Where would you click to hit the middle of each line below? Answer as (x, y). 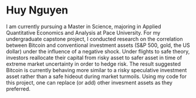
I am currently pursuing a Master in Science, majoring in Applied (84, 26)
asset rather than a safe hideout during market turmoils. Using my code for (96, 76)
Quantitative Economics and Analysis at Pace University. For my (83, 32)
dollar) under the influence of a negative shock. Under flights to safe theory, (98, 51)
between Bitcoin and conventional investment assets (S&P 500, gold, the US (98, 45)
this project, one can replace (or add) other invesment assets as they (89, 82)
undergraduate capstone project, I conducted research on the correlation (94, 39)
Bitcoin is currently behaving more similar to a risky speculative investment (97, 70)
